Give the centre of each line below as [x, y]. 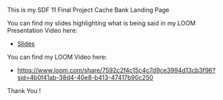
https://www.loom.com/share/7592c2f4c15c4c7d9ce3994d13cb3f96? [116, 70]
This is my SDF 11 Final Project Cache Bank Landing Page [88, 10]
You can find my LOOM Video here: [57, 57]
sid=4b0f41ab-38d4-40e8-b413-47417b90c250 [85, 77]
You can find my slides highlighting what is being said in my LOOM [102, 23]
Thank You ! [24, 91]
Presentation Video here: [42, 30]
